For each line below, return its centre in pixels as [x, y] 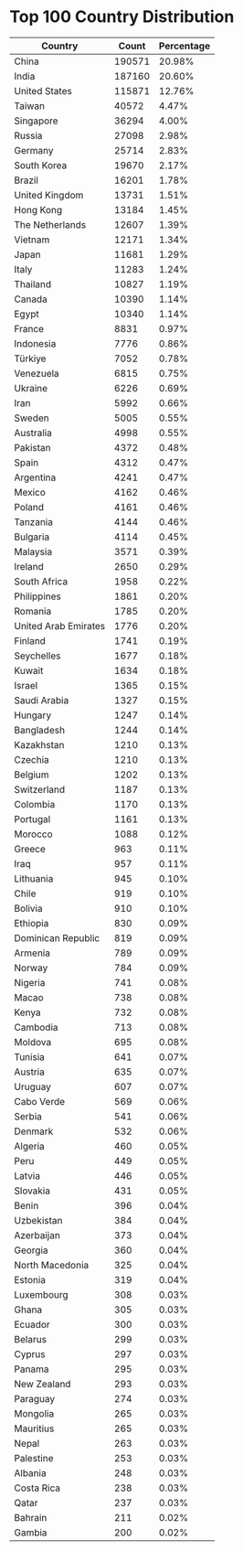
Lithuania [34, 878]
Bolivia [28, 908]
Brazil [26, 180]
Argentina [35, 477]
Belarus [31, 1339]
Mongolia [34, 1413]
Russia [28, 135]
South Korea [41, 165]
